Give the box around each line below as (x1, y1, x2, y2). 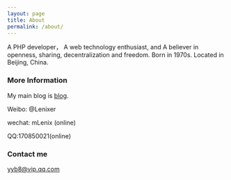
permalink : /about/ (7, 23, 64, 30)
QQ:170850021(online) (7, 131, 72, 140)
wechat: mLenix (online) (7, 118, 77, 126)
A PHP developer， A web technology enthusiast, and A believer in (7, 43, 199, 51)
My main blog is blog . (7, 91, 69, 99)
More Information (7, 76, 67, 85)
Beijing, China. (7, 58, 49, 67)
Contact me (7, 149, 48, 158)
